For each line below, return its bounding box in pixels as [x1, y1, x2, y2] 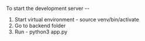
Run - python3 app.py [14, 28, 68, 35]
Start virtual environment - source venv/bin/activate [14, 16, 139, 23]
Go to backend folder [14, 23, 66, 29]
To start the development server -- [6, 5, 89, 12]
